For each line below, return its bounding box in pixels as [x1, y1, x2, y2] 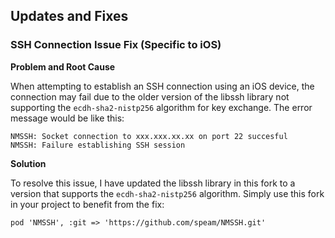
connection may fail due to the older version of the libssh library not [10, 90, 290, 103]
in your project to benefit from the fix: [10, 198, 165, 210]
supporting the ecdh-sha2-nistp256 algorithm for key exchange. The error [10, 101, 313, 113]
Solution [10, 157, 47, 169]
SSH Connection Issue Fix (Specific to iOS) [10, 38, 222, 52]
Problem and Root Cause [10, 60, 116, 73]
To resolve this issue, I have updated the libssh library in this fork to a [10, 177, 296, 189]
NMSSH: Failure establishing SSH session [10, 140, 186, 150]
